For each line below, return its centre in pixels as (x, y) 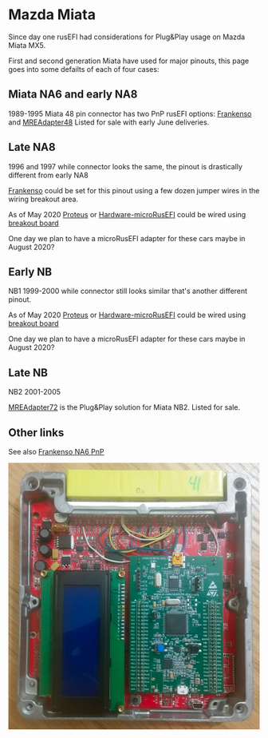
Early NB (30, 272)
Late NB (28, 373)
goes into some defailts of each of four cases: (84, 69)
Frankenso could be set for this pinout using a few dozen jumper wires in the (134, 190)
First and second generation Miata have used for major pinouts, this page (129, 61)
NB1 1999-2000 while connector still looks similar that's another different (128, 291)
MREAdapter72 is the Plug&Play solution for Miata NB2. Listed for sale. (124, 407)
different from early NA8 (49, 175)
